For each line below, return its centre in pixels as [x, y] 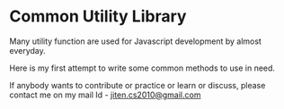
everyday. [28, 50]
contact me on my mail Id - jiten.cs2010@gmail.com [105, 95]
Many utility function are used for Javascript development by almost [136, 41]
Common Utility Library [98, 17]
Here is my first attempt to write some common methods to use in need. [142, 68]
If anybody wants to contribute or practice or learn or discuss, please [138, 85]
